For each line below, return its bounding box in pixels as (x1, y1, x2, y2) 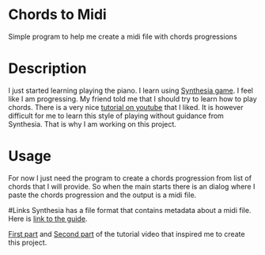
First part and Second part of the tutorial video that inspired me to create (8, 229, 245, 238)
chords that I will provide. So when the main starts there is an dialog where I (8, 181, 256, 191)
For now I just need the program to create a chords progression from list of (8, 173, 252, 183)
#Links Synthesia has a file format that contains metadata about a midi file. (8, 205, 252, 215)
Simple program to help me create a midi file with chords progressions (8, 32, 237, 41)
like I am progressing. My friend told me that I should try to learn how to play (8, 93, 257, 104)
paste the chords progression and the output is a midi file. (8, 190, 197, 200)
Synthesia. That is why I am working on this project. (8, 119, 176, 128)
